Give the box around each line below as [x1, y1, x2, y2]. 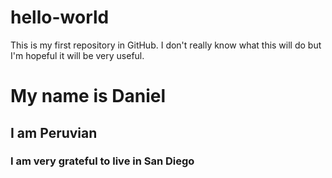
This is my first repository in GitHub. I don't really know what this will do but [10, 39, 322, 51]
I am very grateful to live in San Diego [10, 154, 195, 168]
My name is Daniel [10, 85, 167, 108]
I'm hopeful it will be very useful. [10, 49, 145, 61]
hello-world [10, 6, 110, 29]
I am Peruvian [10, 124, 98, 141]
